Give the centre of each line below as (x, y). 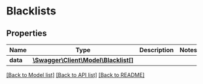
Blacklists (31, 11)
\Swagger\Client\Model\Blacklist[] (83, 60)
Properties (27, 33)
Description (156, 50)
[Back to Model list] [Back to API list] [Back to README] (76, 75)
